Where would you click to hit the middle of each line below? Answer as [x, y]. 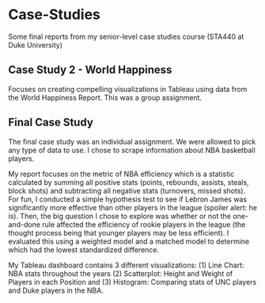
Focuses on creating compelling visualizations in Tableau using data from [128, 89]
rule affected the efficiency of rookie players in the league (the [144, 224]
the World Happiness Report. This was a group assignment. [105, 98]
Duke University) [36, 44]
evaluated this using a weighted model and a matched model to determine [129, 241]
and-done [25, 224]
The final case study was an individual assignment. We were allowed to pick [132, 141]
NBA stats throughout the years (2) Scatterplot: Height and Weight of [121, 273]
